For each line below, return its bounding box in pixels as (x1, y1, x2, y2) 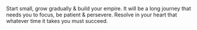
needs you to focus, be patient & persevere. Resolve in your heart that (6, 11, 177, 18)
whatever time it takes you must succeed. (6, 18, 108, 24)
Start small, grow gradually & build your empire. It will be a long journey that (6, 5, 192, 12)
